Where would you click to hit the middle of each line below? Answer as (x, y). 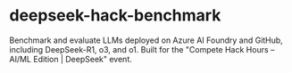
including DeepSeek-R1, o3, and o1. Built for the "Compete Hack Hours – (142, 49)
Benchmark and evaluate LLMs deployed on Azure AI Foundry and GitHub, (146, 40)
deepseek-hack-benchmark (115, 16)
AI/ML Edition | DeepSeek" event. (71, 59)
